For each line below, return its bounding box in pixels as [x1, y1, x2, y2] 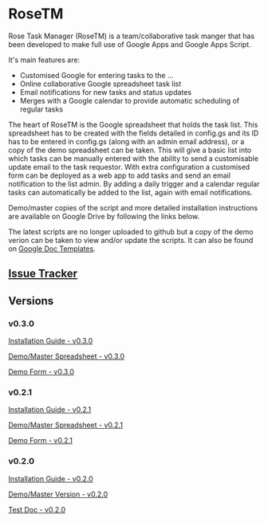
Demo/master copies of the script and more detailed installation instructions [8, 202, 258, 212]
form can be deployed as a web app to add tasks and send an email [8, 171, 231, 180]
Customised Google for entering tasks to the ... [19, 70, 174, 80]
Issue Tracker [8, 267, 78, 281]
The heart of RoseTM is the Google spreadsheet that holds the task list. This [8, 120, 258, 129]
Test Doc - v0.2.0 [8, 504, 66, 514]
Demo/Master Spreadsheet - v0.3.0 [8, 351, 125, 361]
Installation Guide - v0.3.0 [8, 336, 93, 346]
